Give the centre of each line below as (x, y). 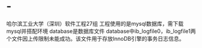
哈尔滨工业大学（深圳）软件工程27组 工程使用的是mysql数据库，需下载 (95, 23)
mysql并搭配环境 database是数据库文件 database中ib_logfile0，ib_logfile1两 (101, 31)
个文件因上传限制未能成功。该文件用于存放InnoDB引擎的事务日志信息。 (95, 38)
